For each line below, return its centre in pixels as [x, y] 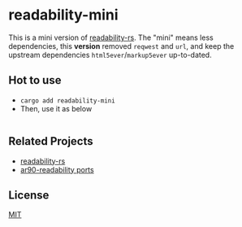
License [29, 195]
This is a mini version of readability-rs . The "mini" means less [111, 37]
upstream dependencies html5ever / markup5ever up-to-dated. [110, 55]
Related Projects [51, 141]
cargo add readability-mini [67, 100]
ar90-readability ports [57, 169]
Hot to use [35, 80]
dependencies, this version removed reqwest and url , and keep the [121, 46]
